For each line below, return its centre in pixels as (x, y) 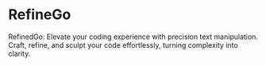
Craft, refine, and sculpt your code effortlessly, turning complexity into (123, 45)
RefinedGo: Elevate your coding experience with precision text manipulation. (133, 37)
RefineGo (40, 15)
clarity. (19, 53)
